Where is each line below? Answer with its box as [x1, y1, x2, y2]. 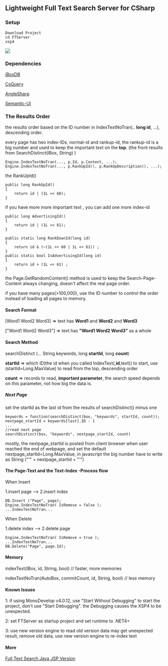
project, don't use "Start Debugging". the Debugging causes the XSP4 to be [5, 603, 161, 609]
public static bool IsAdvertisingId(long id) [5, 253, 101, 258]
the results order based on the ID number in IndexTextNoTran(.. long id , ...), [5, 124, 160, 130]
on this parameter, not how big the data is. [5, 380, 92, 386]
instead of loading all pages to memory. [5, 295, 87, 301]
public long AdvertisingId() [5, 214, 66, 219]
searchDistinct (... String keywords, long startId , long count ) [5, 350, 130, 356]
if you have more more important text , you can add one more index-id [5, 204, 150, 210]
